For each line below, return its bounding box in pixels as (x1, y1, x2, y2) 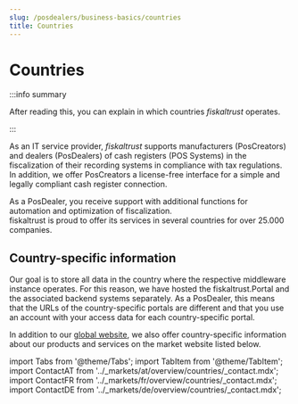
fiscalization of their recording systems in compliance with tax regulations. (9, 160, 283, 170)
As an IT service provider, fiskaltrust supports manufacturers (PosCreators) (9, 141, 287, 152)
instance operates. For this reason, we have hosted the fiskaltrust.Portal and (9, 284, 290, 294)
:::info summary (9, 89, 67, 100)
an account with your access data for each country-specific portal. (9, 312, 256, 323)
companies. (9, 225, 53, 235)
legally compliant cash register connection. (9, 179, 168, 190)
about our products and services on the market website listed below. (9, 339, 261, 350)
